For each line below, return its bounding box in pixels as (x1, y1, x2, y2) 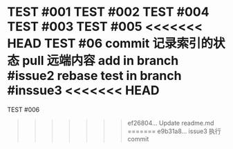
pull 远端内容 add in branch (21, 53, 179, 69)
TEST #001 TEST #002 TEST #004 (7, 4, 209, 20)
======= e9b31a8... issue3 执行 (127, 127, 221, 135)
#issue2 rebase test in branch (7, 68, 182, 83)
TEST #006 (7, 105, 40, 114)
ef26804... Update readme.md (127, 119, 214, 127)
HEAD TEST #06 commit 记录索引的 (7, 36, 213, 52)
